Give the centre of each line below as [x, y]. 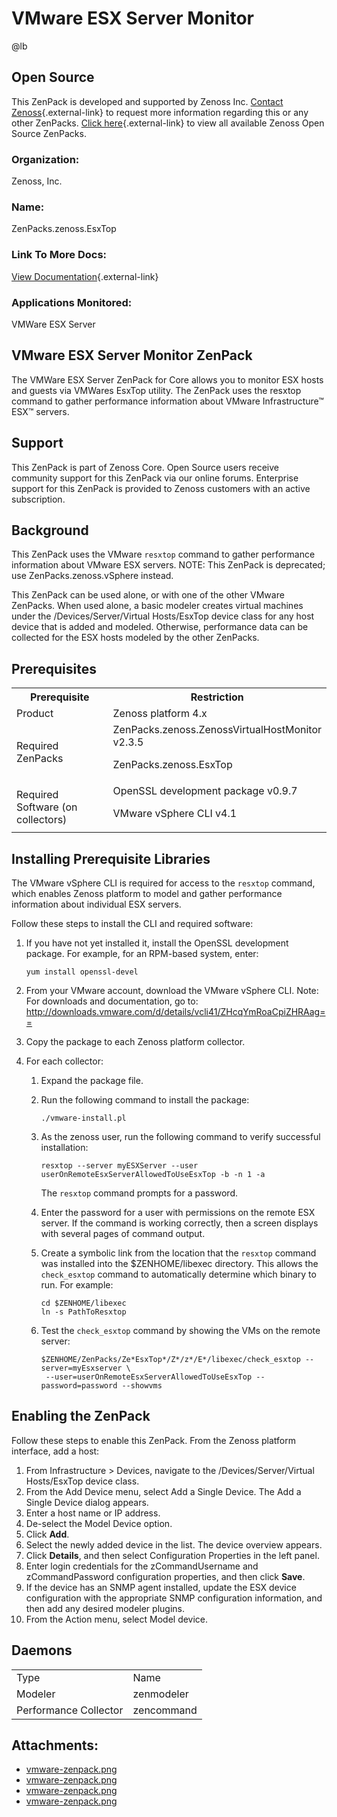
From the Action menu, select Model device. [117, 1619]
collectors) [42, 820]
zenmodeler [160, 1694]
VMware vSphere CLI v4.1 [175, 814]
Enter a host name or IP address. [93, 1513]
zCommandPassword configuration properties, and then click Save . [165, 1576]
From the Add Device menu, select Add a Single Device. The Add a [163, 1491]
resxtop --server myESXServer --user [119, 1166]
